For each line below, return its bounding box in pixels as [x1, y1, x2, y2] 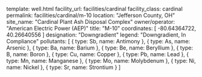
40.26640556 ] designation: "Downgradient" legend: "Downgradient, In [6, 31, 186, 38]
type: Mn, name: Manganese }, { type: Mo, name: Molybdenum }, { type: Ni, [6, 57, 197, 64]
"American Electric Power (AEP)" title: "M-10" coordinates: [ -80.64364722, [6, 24, 197, 32]
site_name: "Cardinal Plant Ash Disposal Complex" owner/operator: [6, 18, 175, 25]
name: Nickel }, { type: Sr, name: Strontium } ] [6, 64, 121, 71]
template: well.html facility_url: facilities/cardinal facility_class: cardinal [6, 5, 183, 12]
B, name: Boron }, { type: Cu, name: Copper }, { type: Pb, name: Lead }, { [6, 51, 189, 57]
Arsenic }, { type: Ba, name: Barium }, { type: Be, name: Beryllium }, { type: [6, 44, 193, 51]
